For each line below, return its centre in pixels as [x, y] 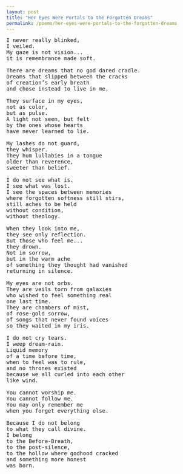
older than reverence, [40, 162]
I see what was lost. [38, 186]
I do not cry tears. [37, 338]
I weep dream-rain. [35, 344]
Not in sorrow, [29, 253]
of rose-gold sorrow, [38, 314]
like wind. [22, 381]
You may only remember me [45, 405]
